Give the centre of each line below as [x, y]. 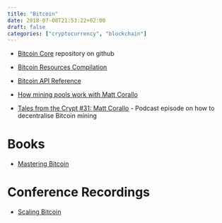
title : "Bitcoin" [33, 14]
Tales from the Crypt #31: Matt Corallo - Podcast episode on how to [116, 108]
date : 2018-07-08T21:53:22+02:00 [57, 20]
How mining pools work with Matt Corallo [77, 95]
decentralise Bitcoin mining [57, 116]
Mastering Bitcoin [43, 164]
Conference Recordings [79, 192]
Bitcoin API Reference [49, 81]
